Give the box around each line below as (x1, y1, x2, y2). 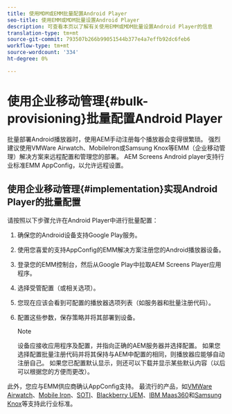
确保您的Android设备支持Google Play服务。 (17, 230, 141, 239)
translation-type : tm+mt (7, 29, 79, 37)
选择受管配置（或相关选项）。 (17, 284, 100, 292)
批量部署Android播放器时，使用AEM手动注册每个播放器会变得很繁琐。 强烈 (7, 135, 221, 143)
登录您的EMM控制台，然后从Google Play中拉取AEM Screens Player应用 (17, 260, 222, 268)
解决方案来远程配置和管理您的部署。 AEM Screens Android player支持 (19, 152, 219, 160)
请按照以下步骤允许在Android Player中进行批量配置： (7, 216, 159, 224)
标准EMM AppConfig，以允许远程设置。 (12, 161, 127, 169)
